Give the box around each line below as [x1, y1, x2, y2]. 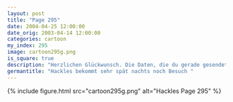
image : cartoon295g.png [7, 49, 76, 56]
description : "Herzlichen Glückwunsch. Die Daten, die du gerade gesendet [7, 61, 228, 68]
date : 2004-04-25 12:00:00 [7, 23, 85, 30]
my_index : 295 [7, 42, 49, 49]
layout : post [7, 10, 45, 17]
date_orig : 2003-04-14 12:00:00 [7, 29, 101, 37]
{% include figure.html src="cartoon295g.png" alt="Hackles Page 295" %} [7, 87, 222, 95]
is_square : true [7, 55, 54, 62]
